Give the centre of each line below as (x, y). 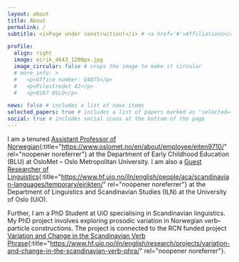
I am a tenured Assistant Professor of (62, 138)
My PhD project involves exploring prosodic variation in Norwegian (105, 220)
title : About (27, 21)
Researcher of (28, 169)
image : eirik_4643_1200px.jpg (58, 60)
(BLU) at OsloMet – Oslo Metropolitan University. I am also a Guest (105, 161)
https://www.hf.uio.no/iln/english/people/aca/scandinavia (145, 176)
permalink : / (27, 27)
